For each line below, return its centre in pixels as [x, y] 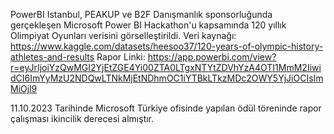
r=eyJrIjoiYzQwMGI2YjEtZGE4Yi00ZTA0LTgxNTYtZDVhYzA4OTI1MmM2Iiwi [166, 67]
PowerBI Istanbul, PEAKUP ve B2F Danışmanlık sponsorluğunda [141, 14]
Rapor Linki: [121, 57]
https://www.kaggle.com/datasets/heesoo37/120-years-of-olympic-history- [167, 46]
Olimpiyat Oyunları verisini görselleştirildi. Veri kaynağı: [123, 35]
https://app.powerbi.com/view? [212, 57]
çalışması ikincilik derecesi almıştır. [82, 118]
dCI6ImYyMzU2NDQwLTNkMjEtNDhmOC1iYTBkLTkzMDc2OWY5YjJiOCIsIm [167, 78]
